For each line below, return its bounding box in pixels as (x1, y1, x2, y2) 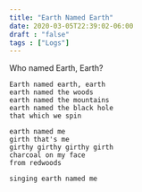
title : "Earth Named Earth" (9, 13, 114, 22)
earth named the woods (9, 88, 94, 97)
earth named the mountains (9, 96, 110, 105)
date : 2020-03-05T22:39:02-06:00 (9, 22, 134, 31)
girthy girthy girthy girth (9, 143, 114, 153)
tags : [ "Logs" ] (9, 38, 70, 48)
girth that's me (9, 135, 70, 144)
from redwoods (9, 159, 63, 168)
